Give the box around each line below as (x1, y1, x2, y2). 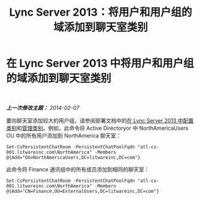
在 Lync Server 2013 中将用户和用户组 (6, 56, 195, 70)
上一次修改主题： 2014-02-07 (6, 104, 80, 111)
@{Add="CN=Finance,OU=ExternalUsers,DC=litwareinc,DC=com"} (6, 188, 160, 194)
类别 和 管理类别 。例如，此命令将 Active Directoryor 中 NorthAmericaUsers (6, 124, 189, 132)
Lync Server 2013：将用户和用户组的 (9, 5, 192, 19)
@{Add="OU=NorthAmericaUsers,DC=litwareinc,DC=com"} (6, 154, 141, 160)
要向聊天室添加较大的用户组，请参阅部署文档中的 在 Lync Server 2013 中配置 (6, 117, 194, 124)
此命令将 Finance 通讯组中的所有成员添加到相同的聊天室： (6, 166, 150, 173)
